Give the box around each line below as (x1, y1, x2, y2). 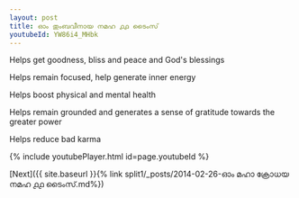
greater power (9, 116, 62, 127)
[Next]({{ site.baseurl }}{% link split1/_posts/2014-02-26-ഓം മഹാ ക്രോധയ (9, 168, 290, 180)
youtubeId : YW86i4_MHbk (9, 30, 99, 39)
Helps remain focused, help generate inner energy (9, 72, 196, 83)
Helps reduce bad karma (9, 134, 102, 145)
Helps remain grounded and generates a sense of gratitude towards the (9, 107, 276, 118)
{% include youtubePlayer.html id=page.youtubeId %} (9, 151, 210, 162)
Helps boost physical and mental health (9, 89, 156, 100)
